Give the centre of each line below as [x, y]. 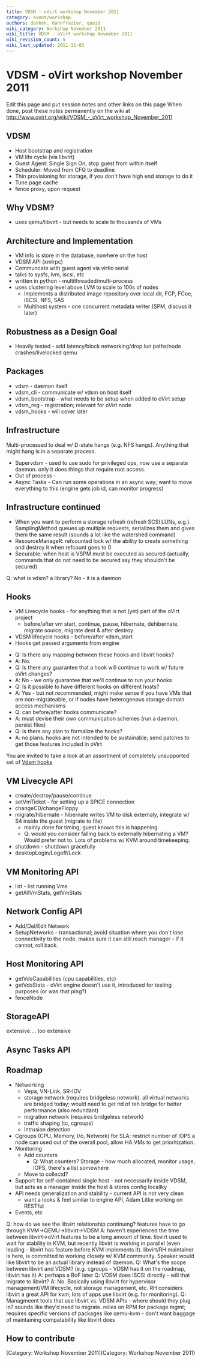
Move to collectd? [46, 1174]
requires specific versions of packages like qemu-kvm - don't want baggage [101, 1313]
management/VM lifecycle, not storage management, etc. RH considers [94, 1288]
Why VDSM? [31, 208]
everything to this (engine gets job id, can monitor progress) [89, 488]
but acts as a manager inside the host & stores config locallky [91, 1187]
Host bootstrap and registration [54, 150]
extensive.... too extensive [38, 1031]
